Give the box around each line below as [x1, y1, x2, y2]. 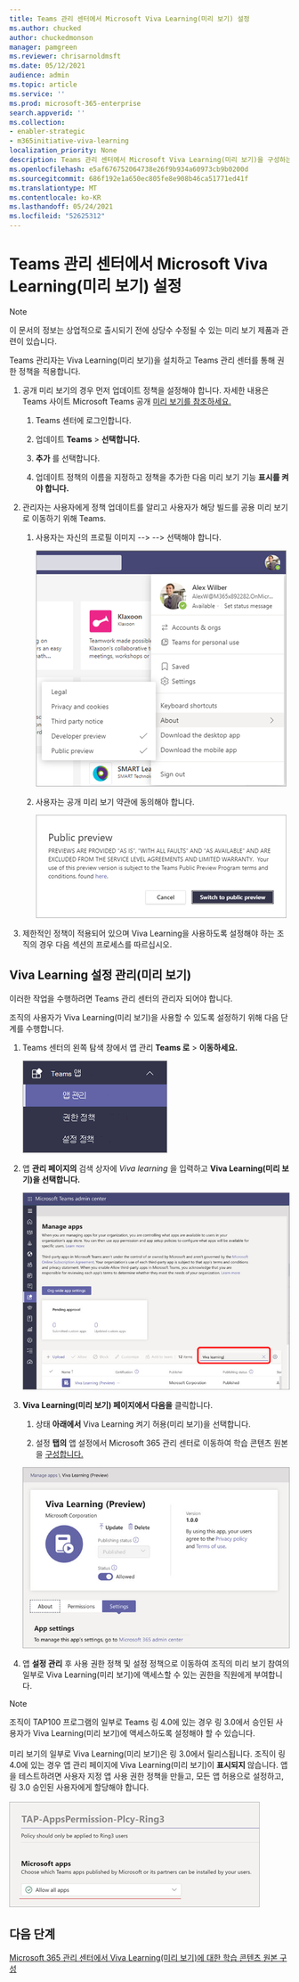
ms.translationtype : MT [9, 184, 98, 192]
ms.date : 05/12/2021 [9, 61, 86, 70]
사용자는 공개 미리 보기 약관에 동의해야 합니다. [35, 796, 195, 807]
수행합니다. [25, 1023, 65, 1034]
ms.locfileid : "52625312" [9, 212, 105, 221]
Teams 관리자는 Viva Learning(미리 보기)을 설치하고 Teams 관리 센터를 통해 [9, 355, 276, 365]
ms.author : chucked [9, 23, 82, 33]
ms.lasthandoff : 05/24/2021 [9, 202, 114, 211]
